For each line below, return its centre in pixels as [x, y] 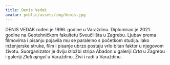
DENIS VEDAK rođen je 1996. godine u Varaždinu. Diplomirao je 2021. [78, 29]
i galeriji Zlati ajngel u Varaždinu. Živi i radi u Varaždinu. [63, 56]
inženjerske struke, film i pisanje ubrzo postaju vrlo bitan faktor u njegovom [84, 46]
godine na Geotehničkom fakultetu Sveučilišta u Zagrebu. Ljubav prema [81, 35]
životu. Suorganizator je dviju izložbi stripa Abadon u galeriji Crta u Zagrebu [85, 51]
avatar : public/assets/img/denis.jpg [46, 15]
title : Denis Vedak [26, 10]
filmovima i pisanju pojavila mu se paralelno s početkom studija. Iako [77, 40]
